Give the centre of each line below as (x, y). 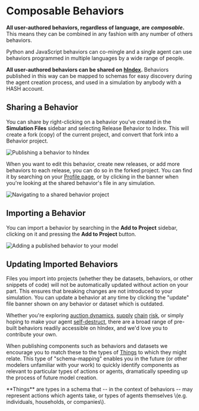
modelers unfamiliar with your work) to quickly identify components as (93, 365)
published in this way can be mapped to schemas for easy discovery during (99, 76)
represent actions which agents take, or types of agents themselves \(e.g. (97, 395)
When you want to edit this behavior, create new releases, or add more (93, 164)
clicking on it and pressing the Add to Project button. (71, 234)
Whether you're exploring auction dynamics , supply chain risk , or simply (95, 316)
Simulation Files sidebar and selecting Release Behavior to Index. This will (98, 128)
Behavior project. (27, 141)
